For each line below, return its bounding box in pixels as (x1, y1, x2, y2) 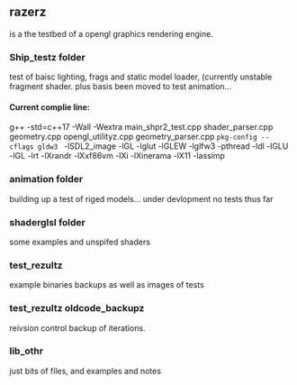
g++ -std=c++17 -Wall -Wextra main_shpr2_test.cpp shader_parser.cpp (9, 122, 274, 133)
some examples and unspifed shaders (9, 236, 151, 247)
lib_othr (9, 344, 43, 357)
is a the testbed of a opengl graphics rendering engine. (9, 28, 213, 39)
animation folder (9, 173, 84, 186)
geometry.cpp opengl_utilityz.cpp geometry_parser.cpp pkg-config (9, 132, 258, 142)
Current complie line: (9, 101, 90, 113)
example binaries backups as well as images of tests (9, 280, 204, 290)
